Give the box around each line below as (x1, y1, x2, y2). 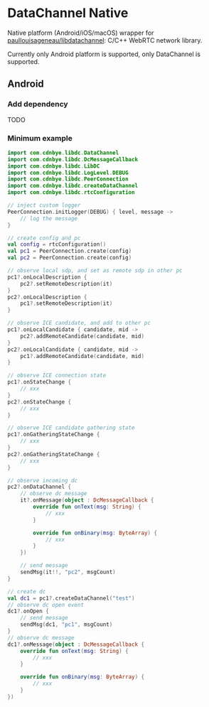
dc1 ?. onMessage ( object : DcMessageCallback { (7, 641, 144, 648)
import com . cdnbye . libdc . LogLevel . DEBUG (7, 169, 129, 176)
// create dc (7, 588, 46, 595)
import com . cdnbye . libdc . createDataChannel (7, 183, 139, 190)
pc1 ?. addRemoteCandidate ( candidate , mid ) (20, 352, 144, 360)
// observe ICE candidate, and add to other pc (7, 320, 151, 327)
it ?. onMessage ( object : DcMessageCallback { (20, 497, 154, 504)
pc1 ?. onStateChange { (7, 379, 72, 386)
